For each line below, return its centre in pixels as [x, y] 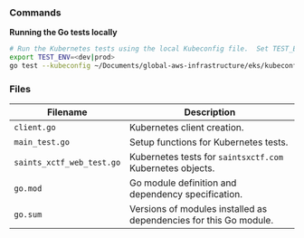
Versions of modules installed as [199, 209]
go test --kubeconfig [50, 66]
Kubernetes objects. [172, 168]
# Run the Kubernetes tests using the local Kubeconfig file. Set [139, 49]
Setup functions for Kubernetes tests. [209, 142]
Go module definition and [183, 183]
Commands [35, 13]
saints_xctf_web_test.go [67, 163]
